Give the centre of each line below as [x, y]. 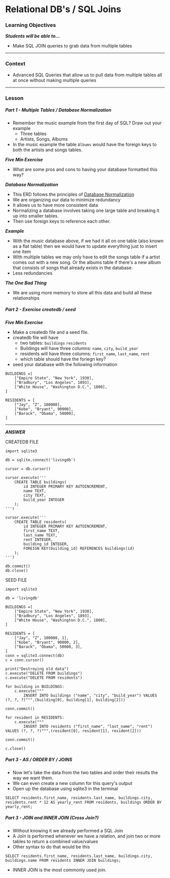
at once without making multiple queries [54, 80]
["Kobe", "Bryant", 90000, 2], [47, 642]
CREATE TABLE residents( [40, 522]
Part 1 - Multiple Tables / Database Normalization [58, 110]
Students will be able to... [33, 36]
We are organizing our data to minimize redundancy [67, 200]
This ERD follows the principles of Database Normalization [73, 194]
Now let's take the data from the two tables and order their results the [85, 772]
